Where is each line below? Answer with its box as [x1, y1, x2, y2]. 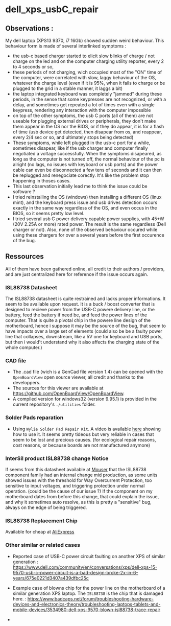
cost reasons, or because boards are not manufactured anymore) [12, 442, 151, 448]
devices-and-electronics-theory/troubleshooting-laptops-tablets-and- [12, 601, 161, 607]
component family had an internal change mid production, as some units [5, 472, 158, 478]
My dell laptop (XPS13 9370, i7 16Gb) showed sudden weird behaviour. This [5, 37, 164, 43]
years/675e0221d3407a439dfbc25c [12, 575, 89, 581]
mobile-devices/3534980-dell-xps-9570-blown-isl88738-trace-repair [12, 607, 161, 613]
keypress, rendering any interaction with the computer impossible [12, 107, 151, 113]
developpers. [12, 380, 41, 386]
